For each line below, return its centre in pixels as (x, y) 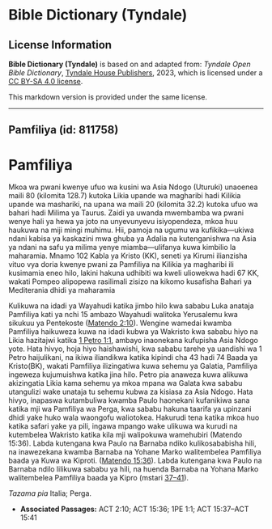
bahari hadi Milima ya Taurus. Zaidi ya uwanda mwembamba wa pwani (126, 213)
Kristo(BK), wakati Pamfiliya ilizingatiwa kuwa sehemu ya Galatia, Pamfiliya (133, 366)
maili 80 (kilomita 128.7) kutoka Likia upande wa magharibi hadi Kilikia (125, 196)
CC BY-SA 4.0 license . (46, 81)
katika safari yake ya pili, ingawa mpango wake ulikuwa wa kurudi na (123, 426)
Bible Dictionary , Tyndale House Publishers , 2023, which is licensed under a (136, 73)
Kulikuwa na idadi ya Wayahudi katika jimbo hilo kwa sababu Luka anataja (131, 306)
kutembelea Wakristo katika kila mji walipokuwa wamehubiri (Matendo (125, 435)
